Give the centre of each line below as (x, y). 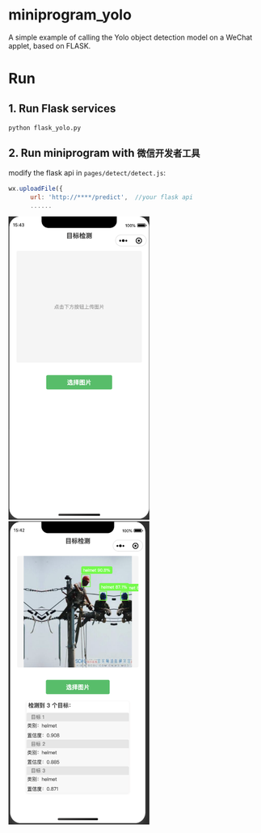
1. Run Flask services (62, 108)
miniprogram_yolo (70, 15)
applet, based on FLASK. (50, 45)
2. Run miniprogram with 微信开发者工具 (104, 153)
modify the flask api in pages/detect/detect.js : (87, 172)
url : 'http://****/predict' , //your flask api (112, 197)
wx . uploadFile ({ (36, 188)
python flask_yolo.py (45, 128)
